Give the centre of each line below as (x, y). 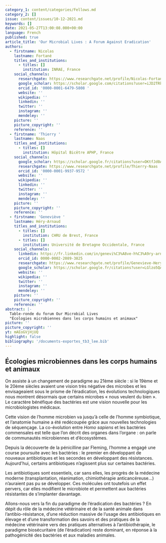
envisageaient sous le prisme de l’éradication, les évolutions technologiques (83, 391)
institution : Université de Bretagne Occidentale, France (84, 245)
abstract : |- (19, 309)
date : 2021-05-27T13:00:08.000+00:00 (44, 28)
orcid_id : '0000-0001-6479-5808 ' (54, 88)
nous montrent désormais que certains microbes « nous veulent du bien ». (81, 397)
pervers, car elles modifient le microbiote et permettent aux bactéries (76, 489)
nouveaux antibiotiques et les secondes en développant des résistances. (79, 458)
